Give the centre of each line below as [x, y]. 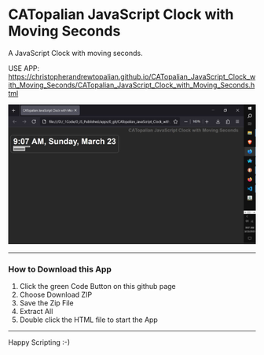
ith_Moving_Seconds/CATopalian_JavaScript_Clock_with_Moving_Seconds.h [132, 85]
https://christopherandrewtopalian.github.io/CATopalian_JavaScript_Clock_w [132, 76]
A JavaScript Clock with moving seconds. [75, 53]
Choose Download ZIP [56, 294]
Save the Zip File [47, 303]
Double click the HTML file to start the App [89, 320]
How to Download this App [60, 269]
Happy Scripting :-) [39, 342]
